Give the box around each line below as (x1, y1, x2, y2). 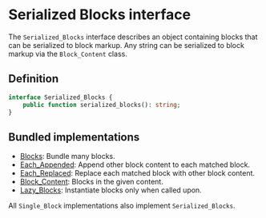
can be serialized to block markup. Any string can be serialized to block (8, 40, 244, 50)
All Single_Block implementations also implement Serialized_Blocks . (8, 201, 236, 211)
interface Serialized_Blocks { (8, 93, 113, 101)
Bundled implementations (8, 130, 140, 144)
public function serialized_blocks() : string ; (22, 101, 181, 109)
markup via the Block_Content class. (8, 49, 128, 58)
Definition (8, 72, 58, 85)
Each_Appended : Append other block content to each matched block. (19, 160, 251, 169)
